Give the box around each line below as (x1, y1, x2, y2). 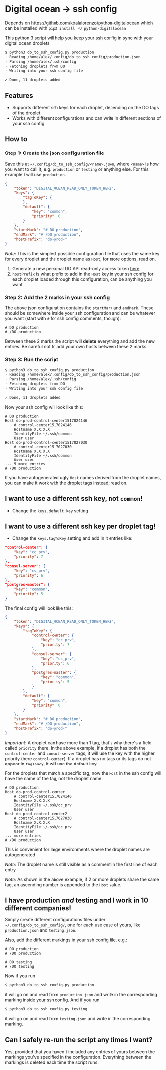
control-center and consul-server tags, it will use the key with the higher (5, 750, 155, 756)
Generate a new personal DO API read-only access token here (12, 265, 140, 271)
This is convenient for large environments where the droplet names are (5, 846, 150, 852)
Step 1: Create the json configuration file (5, 150, 104, 156)
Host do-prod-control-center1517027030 (5, 440, 88, 445)
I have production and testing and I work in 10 (5, 896, 149, 905)
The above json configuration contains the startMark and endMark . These (5, 305, 154, 311)
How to (5, 135, 28, 143)
